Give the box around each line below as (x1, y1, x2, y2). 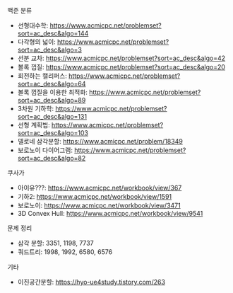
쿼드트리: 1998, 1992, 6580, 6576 (17, 248, 113, 256)
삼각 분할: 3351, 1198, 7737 (17, 239, 94, 247)
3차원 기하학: (17, 105, 54, 113)
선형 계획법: (17, 121, 51, 129)
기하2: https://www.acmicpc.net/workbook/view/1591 (17, 193, 172, 200)
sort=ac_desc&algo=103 (17, 129, 88, 137)
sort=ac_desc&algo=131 (17, 113, 87, 120)
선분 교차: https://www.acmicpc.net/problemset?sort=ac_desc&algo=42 (17, 54, 226, 62)
